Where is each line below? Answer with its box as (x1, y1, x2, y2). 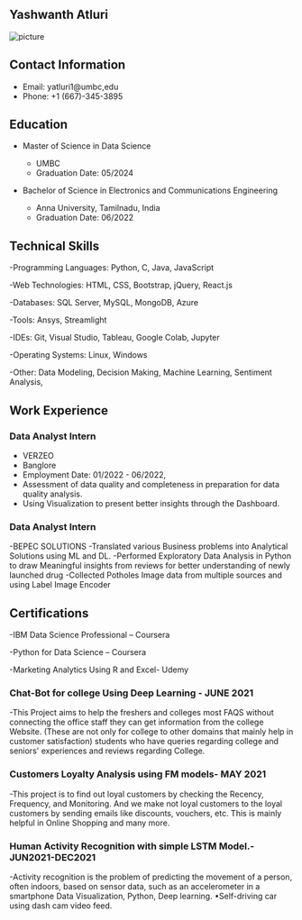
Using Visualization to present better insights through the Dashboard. (22, 497, 279, 508)
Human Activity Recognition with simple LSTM (9, 840, 217, 852)
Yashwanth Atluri (9, 7, 109, 23)
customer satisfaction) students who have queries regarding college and (9, 736, 279, 747)
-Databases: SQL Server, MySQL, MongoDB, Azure (9, 297, 199, 308)
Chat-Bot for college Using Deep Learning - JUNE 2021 (9, 687, 254, 699)
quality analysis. (22, 488, 83, 499)
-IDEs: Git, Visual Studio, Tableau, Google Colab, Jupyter (9, 332, 221, 343)
